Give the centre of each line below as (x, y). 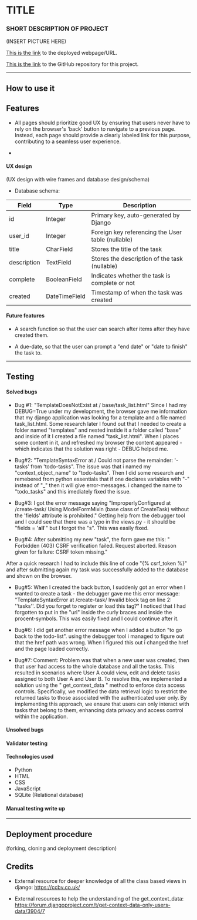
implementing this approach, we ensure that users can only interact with (102, 704)
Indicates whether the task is (131, 276)
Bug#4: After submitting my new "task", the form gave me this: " (92, 539)
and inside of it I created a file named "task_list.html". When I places (97, 436)
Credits (20, 867)
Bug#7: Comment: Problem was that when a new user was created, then (102, 660)
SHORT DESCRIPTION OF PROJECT (57, 29)
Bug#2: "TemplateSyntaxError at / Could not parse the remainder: (94, 460)
